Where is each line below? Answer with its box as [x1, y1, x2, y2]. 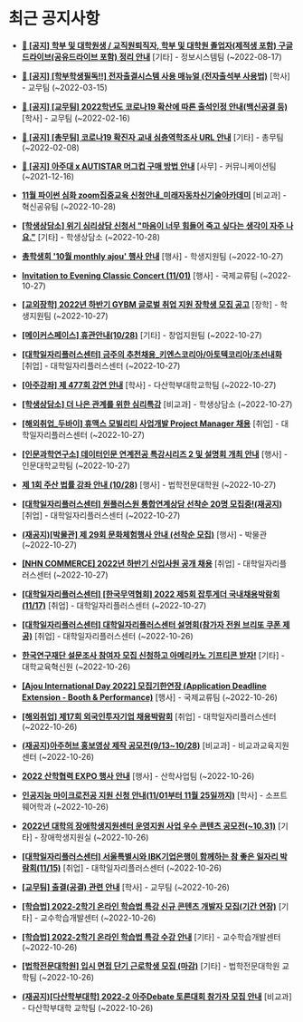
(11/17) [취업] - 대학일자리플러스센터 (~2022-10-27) [21, 599, 207, 610]
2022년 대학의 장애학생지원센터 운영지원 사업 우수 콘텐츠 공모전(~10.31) [21, 820, 277, 831]
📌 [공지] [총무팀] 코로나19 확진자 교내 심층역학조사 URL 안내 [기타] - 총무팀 [21, 131, 284, 142]
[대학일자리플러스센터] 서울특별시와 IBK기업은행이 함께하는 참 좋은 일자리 [21, 851, 279, 861]
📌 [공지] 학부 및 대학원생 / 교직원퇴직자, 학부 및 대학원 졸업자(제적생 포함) [21, 40, 277, 51]
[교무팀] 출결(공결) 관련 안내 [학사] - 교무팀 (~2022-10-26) [21, 881, 230, 892]
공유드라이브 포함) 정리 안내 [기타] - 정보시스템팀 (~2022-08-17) [53, 51, 282, 62]
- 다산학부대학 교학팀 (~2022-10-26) [21, 1002, 154, 1013]
